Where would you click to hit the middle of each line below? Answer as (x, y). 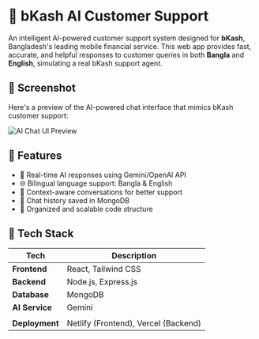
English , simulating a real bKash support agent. (86, 63)
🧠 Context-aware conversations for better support (101, 192)
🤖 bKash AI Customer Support (109, 16)
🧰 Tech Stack (41, 234)
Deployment (36, 323)
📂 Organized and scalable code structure (86, 209)
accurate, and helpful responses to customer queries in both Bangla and (126, 55)
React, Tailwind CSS (104, 269)
